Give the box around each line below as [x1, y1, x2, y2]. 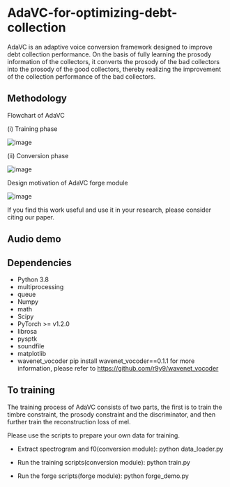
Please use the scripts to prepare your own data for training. [7, 431, 180, 440]
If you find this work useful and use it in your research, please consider [7, 206, 211, 214]
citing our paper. [7, 212, 54, 221]
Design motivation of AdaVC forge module [7, 178, 128, 187]
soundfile [17, 341, 45, 350]
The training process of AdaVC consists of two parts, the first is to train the [7, 403, 222, 411]
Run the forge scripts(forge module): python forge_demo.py [17, 472, 190, 480]
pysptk [17, 334, 38, 343]
